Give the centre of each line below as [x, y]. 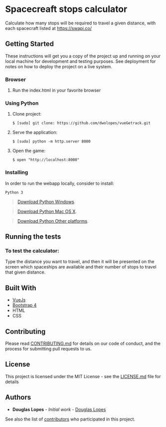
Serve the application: [35, 133]
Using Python [22, 103]
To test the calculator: [32, 251]
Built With [21, 288]
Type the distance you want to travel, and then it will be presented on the [80, 262]
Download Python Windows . [46, 202]
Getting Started [30, 44]
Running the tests [33, 237]
